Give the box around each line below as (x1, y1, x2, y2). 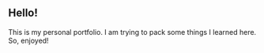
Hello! (8, 6, 38, 20)
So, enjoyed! (8, 36, 49, 45)
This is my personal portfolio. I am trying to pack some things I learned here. (8, 27, 257, 36)
